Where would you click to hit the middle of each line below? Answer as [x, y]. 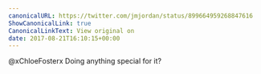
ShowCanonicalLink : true [50, 23]
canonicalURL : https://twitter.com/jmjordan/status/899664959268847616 [130, 16]
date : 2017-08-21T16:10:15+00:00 [64, 38]
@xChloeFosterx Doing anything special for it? [85, 61]
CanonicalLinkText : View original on [71, 31]
